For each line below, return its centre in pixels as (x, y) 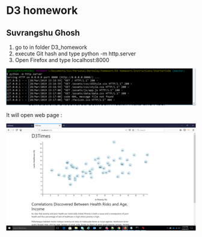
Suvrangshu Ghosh (43, 33)
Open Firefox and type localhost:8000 (62, 60)
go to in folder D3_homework (51, 47)
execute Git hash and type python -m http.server (75, 54)
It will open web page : (34, 115)
